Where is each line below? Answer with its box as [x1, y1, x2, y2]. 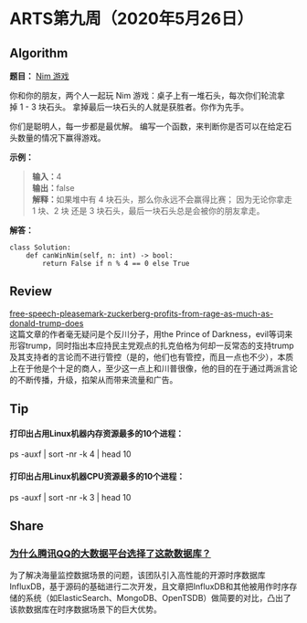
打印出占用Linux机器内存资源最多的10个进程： [9, 428, 185, 438]
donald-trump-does [9, 317, 84, 329]
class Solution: [9, 243, 71, 252]
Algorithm [9, 45, 69, 60]
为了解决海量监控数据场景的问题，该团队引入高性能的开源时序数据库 [9, 570, 266, 581]
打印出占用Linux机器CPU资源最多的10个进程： [9, 471, 185, 481]
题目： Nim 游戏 [9, 70, 70, 81]
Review [9, 284, 53, 300]
